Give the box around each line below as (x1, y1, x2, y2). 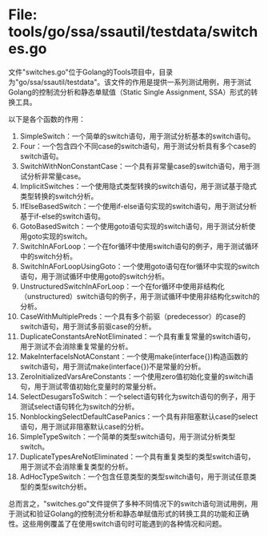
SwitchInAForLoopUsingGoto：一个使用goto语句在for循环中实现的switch (19, 261, 260, 271)
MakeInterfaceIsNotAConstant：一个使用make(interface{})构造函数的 (19, 351, 248, 361)
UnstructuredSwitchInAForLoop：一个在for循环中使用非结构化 (19, 281, 226, 291)
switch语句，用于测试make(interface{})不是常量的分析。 (19, 361, 206, 371)
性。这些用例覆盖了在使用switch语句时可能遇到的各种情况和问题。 (8, 518, 226, 528)
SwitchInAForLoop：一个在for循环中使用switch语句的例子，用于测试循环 (19, 241, 259, 251)
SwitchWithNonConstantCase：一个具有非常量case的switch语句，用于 (19, 161, 254, 171)
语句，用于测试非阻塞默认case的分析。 (19, 421, 149, 431)
